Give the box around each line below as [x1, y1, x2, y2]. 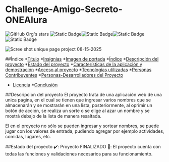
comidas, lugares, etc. [5, 133, 51, 139]
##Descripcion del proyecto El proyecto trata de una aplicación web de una [5, 91, 162, 97]
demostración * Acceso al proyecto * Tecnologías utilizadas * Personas [5, 67, 152, 73]
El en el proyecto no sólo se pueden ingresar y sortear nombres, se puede [5, 123, 159, 129]
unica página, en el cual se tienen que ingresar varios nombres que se [5, 97, 151, 103]
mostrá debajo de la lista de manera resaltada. [5, 113, 102, 119]
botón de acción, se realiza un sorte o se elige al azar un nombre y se [5, 107, 150, 114]
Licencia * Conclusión [12, 82, 58, 88]
